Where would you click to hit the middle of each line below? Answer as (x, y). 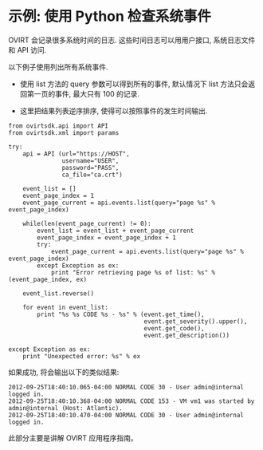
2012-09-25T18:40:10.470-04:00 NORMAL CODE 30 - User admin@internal (126, 415)
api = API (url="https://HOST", (76, 154)
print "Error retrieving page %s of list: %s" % (133, 272)
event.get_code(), (174, 328)
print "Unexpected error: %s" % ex (82, 356)
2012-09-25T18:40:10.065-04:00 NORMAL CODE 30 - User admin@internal (126, 387)
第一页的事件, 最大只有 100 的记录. (83, 93)
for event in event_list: (66, 307)
